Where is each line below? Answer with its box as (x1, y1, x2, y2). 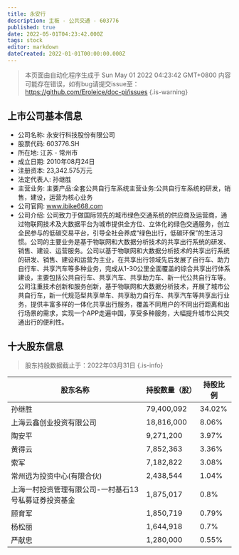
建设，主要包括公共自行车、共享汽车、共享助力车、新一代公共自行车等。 (17, 273, 230, 282)
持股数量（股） (146, 385, 197, 394)
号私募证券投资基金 (11, 495, 76, 505)
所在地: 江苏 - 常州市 (17, 148, 78, 157)
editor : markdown (7, 44, 59, 51)
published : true (7, 24, 55, 31)
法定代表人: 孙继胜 (17, 175, 72, 183)
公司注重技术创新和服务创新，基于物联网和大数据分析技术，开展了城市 (17, 282, 224, 290)
